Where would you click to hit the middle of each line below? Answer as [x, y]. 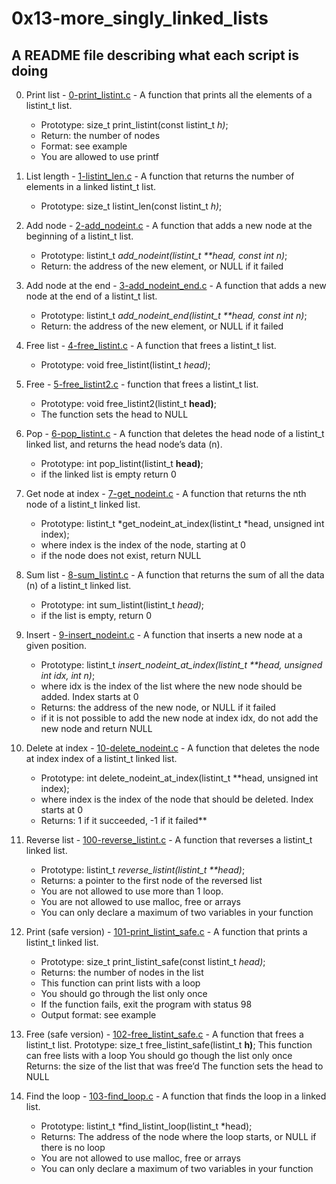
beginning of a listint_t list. [79, 236]
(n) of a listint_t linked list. [78, 585]
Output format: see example [98, 1015]
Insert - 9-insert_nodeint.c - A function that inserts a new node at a [164, 635]
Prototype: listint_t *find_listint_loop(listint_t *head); [146, 1126]
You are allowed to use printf [99, 156]
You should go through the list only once [124, 993]
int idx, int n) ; [68, 675]
